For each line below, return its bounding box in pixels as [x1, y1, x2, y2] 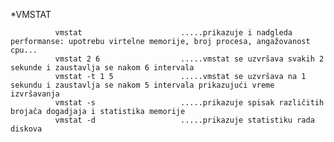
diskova [10, 124, 43, 134]
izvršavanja [10, 89, 60, 99]
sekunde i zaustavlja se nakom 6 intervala [10, 63, 195, 73]
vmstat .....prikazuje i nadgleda [54, 28, 293, 38]
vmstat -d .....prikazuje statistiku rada [54, 115, 315, 125]
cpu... [10, 45, 38, 55]
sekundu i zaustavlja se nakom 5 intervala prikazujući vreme [10, 80, 275, 90]
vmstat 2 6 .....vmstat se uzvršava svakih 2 [54, 54, 325, 64]
